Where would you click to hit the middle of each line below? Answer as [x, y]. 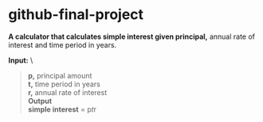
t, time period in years [64, 84]
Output [40, 101]
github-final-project [76, 15]
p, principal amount [60, 75]
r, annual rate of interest [67, 92]
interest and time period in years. [63, 44]
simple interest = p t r [62, 109]
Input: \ [21, 60]
